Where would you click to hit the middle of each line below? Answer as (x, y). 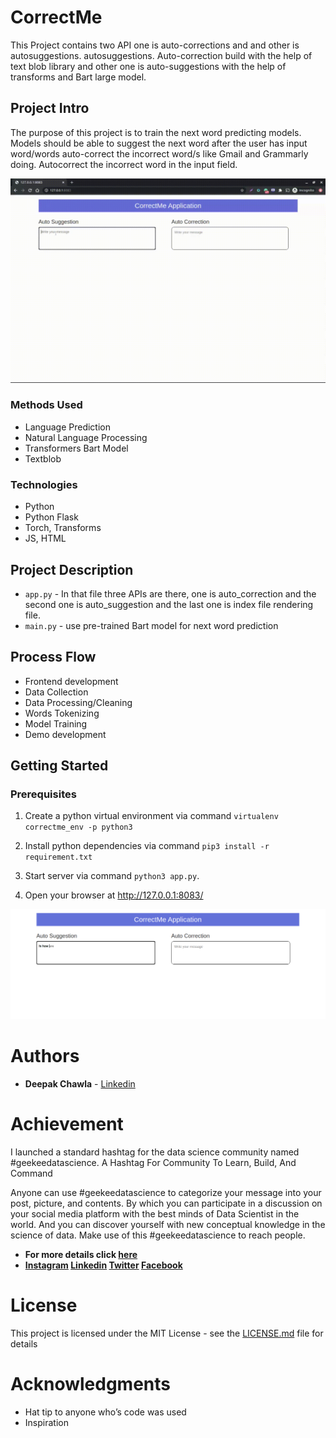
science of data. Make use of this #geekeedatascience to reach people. (158, 1235)
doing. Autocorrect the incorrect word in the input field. (124, 164)
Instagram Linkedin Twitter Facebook (103, 1265)
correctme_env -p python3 (78, 827)
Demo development (65, 734)
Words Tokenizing (62, 713)
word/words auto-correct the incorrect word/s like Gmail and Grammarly (159, 153)
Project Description (72, 569)
